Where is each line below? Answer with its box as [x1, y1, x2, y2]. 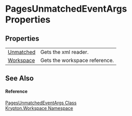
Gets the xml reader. [40, 49, 89, 55]
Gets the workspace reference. [40, 57, 114, 64]
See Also [5, 74, 34, 83]
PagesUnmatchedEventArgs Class [5, 100, 77, 106]
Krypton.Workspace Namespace [5, 105, 73, 111]
